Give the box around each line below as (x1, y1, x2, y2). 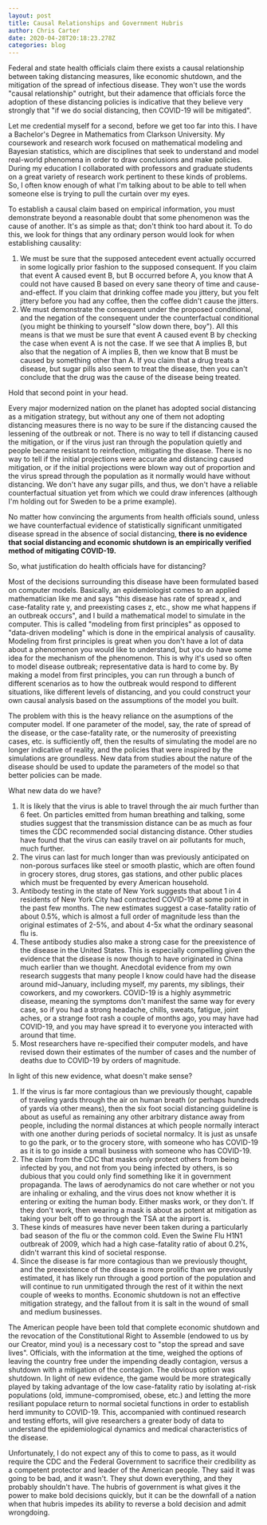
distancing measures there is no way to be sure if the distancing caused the (8, 421, 257, 430)
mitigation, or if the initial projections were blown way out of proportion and (8, 463, 256, 472)
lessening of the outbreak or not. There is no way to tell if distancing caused (8, 429, 259, 439)
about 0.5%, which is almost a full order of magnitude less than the (19, 911, 241, 922)
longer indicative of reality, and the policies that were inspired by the (8, 745, 234, 755)
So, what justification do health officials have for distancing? (8, 562, 206, 571)
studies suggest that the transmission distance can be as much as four (19, 819, 253, 828)
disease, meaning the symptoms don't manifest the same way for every (19, 997, 255, 1006)
